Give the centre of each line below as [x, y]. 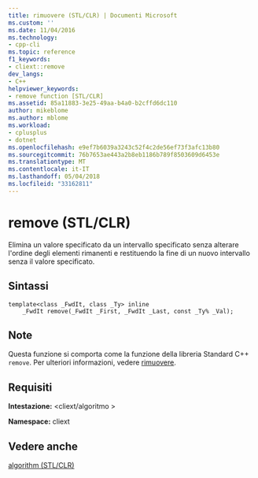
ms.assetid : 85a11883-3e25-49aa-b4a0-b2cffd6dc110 [93, 103]
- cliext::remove [37, 67]
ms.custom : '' [31, 23]
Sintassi [28, 286]
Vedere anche [43, 446]
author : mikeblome [38, 111]
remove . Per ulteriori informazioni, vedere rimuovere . [92, 362]
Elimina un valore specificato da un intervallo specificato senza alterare [123, 244]
